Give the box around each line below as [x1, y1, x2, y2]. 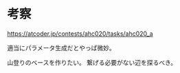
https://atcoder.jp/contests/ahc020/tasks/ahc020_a [7, 29, 153, 38]
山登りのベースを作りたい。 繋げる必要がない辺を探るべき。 [7, 58, 177, 66]
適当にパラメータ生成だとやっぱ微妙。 [7, 43, 115, 52]
